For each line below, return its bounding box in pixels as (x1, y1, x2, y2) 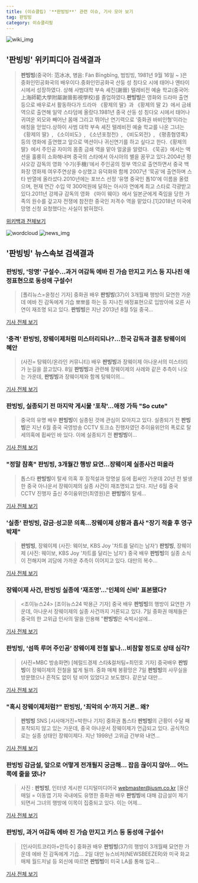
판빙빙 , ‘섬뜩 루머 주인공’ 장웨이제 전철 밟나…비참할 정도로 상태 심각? (6, 644, 190, 653)
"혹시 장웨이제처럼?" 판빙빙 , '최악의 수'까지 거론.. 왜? (6, 703, 150, 711)
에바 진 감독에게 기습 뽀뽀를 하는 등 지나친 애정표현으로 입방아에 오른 (27, 298, 185, 306)
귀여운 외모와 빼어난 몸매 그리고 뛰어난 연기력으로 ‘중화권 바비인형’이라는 (20, 116, 188, 123)
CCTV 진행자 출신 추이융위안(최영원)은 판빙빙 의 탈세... (20, 490, 147, 497)
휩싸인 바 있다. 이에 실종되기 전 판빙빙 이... (41, 431, 137, 439)
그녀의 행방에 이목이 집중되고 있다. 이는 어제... (36, 799, 142, 806)
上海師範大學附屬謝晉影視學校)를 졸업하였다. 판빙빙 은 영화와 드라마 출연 (20, 94, 189, 101)
